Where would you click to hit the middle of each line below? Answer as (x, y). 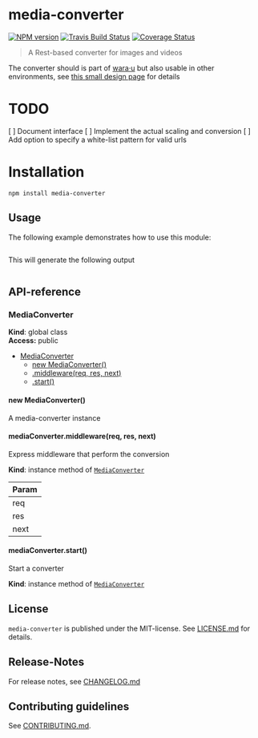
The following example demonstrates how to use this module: (110, 237)
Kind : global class (38, 332)
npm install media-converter (57, 193)
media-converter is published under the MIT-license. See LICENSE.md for (129, 628)
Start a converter (36, 568)
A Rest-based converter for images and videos (105, 52)
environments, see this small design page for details (94, 76)
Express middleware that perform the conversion (89, 454)
